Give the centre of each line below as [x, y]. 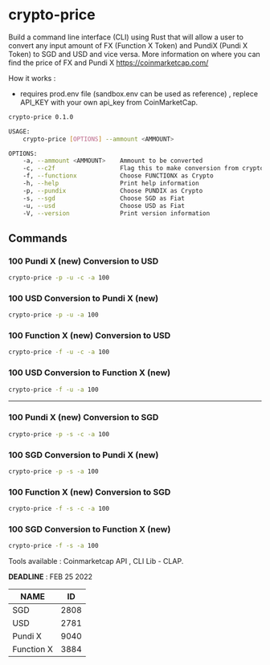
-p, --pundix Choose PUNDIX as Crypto [113, 190]
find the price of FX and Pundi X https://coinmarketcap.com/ [108, 63]
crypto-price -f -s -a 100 [53, 546]
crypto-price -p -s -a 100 [53, 471]
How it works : [32, 78]
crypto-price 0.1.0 [41, 117]
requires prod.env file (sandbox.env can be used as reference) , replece [139, 93]
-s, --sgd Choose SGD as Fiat [104, 198]
